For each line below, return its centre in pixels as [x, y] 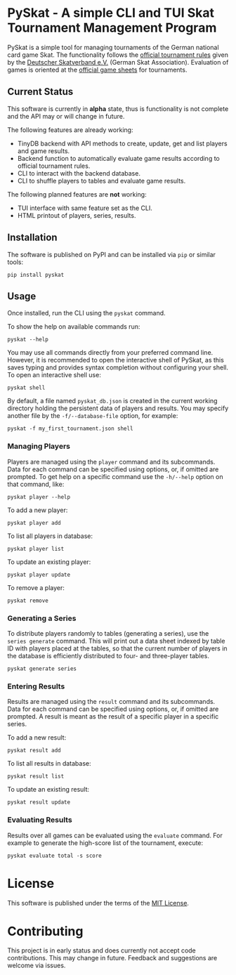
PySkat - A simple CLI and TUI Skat [111, 13]
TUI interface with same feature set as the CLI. [85, 208]
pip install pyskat [36, 275]
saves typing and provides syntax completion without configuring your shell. [118, 367]
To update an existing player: [49, 562]
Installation [32, 238]
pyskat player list [36, 549]
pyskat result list [36, 777]
